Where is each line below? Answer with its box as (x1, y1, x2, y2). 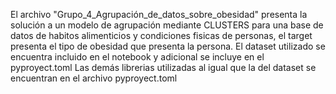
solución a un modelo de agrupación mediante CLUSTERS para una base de (10, 19, 324, 31)
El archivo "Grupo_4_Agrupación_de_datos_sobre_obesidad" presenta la (10, 9, 308, 20)
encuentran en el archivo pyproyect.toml (10, 72, 178, 84)
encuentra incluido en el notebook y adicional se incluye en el (10, 51, 265, 63)
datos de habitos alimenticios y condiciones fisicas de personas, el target (10, 30, 313, 41)
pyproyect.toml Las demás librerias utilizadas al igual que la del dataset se (10, 62, 317, 73)
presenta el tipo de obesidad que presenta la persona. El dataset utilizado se (10, 40, 326, 52)
